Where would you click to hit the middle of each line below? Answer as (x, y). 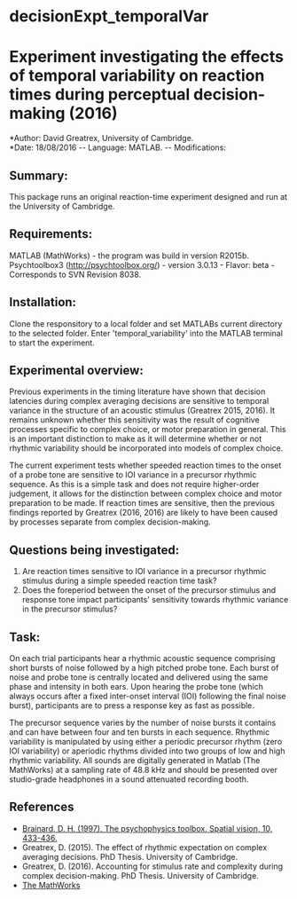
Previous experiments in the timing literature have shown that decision (137, 391)
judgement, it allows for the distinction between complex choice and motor (146, 493)
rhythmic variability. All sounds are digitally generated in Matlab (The (135, 760)
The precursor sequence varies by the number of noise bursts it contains (143, 722)
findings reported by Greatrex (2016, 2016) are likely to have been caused (144, 513)
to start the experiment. (52, 343)
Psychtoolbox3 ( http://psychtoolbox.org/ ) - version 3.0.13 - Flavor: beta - (142, 264)
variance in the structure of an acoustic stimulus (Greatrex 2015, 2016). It (142, 411)
